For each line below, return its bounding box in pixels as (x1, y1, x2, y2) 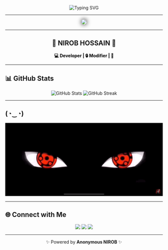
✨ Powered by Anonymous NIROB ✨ (45, 238, 122, 245)
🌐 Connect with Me (5, 210, 66, 219)
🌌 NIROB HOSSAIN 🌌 (51, 39, 116, 48)
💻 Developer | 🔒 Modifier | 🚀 (54, 53, 114, 59)
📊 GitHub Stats (5, 74, 54, 83)
